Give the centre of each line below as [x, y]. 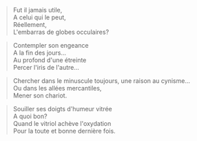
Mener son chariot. [40, 95]
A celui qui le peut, [39, 17]
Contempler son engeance [51, 45]
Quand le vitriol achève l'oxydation [62, 123]
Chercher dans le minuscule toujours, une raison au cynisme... [102, 81]
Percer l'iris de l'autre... [46, 67]
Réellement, [30, 25]
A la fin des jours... [40, 53]
